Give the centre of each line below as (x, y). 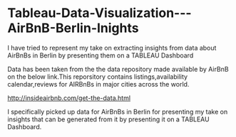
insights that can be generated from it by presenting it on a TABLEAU (108, 119)
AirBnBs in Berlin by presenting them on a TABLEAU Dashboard (101, 55)
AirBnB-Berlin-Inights (73, 28)
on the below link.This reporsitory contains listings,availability (97, 77)
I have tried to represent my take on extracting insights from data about (112, 48)
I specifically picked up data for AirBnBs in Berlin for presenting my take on (118, 111)
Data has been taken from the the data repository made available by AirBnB (118, 69)
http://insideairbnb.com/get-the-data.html (69, 98)
